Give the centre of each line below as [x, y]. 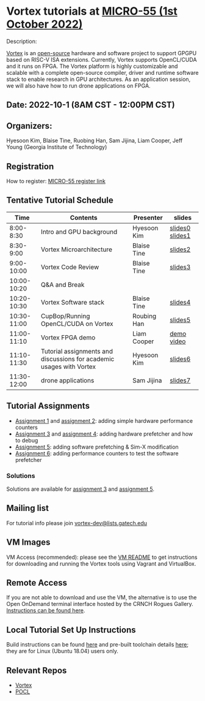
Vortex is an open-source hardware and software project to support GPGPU [102, 53]
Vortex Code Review [70, 267]
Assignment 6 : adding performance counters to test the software [97, 453]
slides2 [180, 249]
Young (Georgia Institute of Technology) [57, 147]
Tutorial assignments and [77, 351]
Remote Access [37, 582]
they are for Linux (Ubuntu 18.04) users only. [63, 651]
